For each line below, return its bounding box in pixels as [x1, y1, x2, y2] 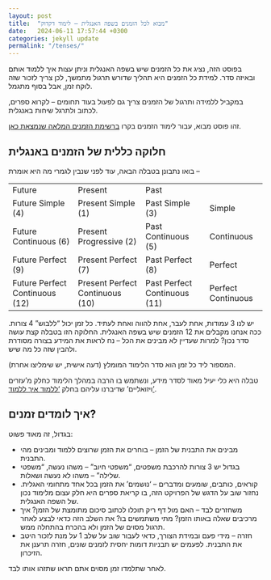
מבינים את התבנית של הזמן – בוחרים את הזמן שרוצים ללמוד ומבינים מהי [19, 444, 239, 454]
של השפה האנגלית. [19, 496, 79, 506]
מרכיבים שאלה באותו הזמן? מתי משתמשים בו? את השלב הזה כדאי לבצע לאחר [19, 513, 257, 523]
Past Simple [144, 197, 191, 209]
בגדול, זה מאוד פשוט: [8, 429, 73, 438]
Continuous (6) [12, 235, 70, 247]
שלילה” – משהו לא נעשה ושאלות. [19, 470, 121, 480]
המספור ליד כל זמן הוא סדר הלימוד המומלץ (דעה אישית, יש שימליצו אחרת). [8, 359, 236, 369]
